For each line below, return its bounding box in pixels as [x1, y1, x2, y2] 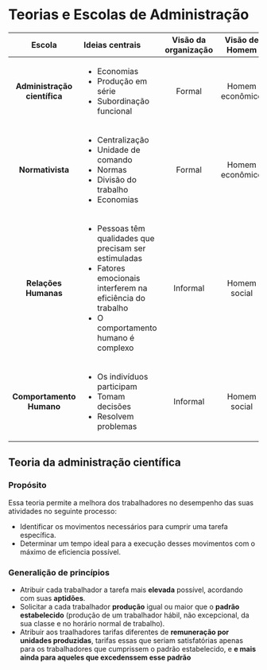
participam [97, 380, 137, 391]
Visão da [172, 34, 207, 45]
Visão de [224, 34, 259, 45]
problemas [97, 420, 137, 431]
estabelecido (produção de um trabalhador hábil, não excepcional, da [19, 610, 250, 620]
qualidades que [97, 232, 155, 243]
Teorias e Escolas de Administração [8, 6, 250, 24]
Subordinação [97, 95, 149, 107]
